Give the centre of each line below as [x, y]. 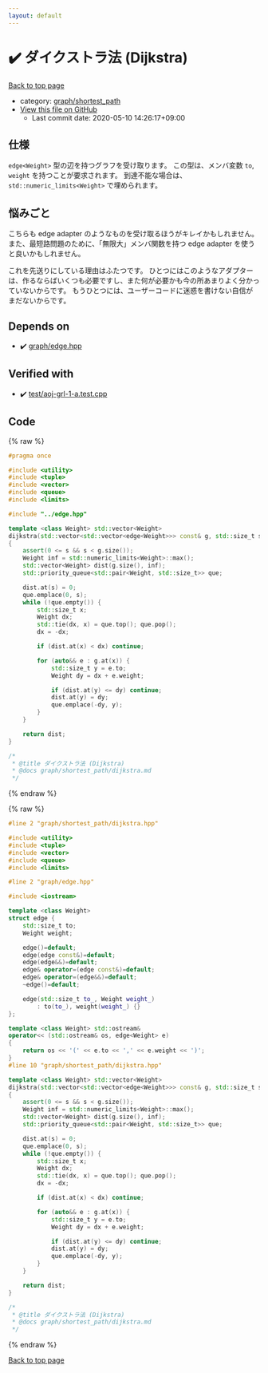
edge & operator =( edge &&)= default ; [80, 977]
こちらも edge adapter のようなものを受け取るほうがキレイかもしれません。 [134, 234]
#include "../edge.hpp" [48, 514]
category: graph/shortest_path [70, 101]
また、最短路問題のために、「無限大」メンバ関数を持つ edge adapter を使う [132, 243]
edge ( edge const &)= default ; [69, 955]
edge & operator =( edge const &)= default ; [89, 970]
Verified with [41, 374]
